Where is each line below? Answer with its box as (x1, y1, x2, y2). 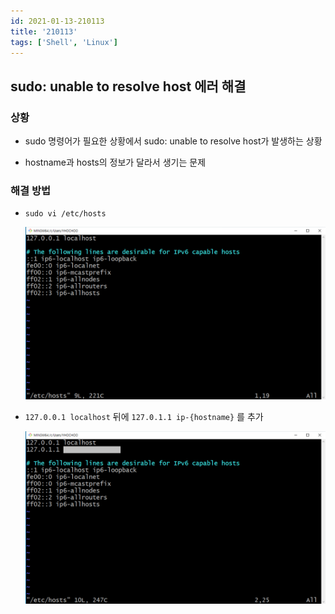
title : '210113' (10, 26, 78, 37)
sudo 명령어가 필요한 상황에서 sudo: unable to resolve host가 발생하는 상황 (24, 135, 323, 147)
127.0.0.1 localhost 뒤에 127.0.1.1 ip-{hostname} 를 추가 (24, 411, 264, 423)
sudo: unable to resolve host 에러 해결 (10, 78, 247, 95)
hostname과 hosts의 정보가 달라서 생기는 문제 (24, 156, 207, 169)
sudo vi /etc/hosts (24, 209, 107, 219)
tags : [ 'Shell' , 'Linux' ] (10, 37, 118, 47)
